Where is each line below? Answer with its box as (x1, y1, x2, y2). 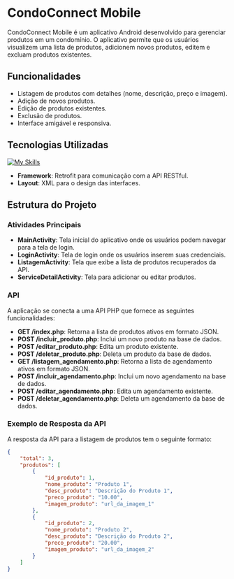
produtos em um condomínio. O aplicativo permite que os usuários (7, 35, 199, 43)
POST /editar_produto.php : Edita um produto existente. (17, 342, 179, 350)
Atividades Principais (7, 220, 82, 229)
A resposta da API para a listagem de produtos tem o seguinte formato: (7, 435, 212, 443)
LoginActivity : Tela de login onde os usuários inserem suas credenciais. (17, 250, 226, 259)
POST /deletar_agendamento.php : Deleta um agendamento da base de (17, 394, 225, 403)
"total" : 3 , (20, 455, 54, 462)
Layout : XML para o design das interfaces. (17, 178, 141, 187)
